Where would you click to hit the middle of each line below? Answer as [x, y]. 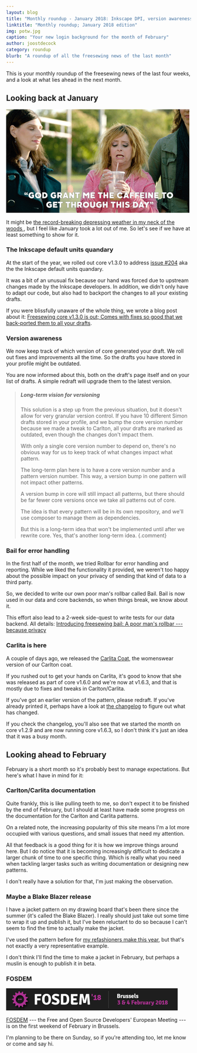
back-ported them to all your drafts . [49, 323]
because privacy [26, 630]
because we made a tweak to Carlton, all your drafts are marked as [101, 428]
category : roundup [28, 50]
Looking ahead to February [56, 755]
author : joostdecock [31, 44]
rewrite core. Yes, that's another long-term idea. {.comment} [94, 535]
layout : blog [22, 12]
